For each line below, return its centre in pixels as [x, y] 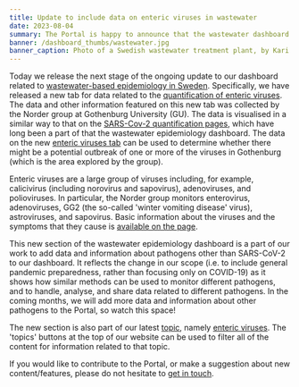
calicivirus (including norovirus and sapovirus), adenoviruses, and [130, 189]
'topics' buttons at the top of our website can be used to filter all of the [139, 337]
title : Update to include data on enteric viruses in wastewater [133, 17]
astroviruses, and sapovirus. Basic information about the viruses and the [142, 217]
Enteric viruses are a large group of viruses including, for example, [132, 179]
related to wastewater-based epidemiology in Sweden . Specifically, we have [149, 86]
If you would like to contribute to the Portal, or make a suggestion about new [149, 364]
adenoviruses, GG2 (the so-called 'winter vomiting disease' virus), [131, 207]
